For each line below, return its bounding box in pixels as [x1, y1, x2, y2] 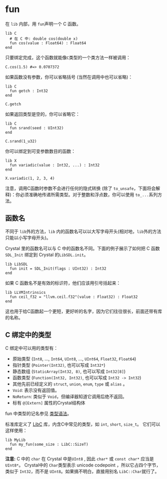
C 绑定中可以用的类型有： [5, 345, 59, 351]
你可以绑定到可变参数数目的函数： [5, 148, 76, 154]
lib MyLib [5, 437, 26, 442]
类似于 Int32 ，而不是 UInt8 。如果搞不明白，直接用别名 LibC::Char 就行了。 [5, 468, 159, 474]
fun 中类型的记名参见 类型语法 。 [5, 410, 72, 416]
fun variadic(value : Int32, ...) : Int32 [10, 163, 100, 168]
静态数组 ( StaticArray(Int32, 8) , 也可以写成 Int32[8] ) [12, 368, 126, 374]
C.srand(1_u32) [5, 138, 37, 144]
